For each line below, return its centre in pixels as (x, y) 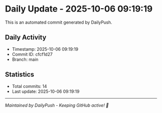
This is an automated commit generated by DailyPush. (59, 22)
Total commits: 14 (29, 86)
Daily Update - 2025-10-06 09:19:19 (79, 9)
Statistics (20, 75)
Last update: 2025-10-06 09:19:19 (46, 91)
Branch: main (25, 59)
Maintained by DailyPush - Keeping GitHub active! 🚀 (57, 105)
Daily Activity (26, 37)
